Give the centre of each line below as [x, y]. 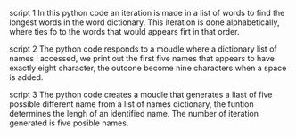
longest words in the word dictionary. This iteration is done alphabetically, [144, 22]
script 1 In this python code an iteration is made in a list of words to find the [147, 13]
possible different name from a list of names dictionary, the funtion [132, 104]
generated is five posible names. [69, 123]
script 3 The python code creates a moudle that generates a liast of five [141, 94]
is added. [26, 77]
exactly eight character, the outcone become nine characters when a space [148, 68]
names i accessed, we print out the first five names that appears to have [142, 58]
